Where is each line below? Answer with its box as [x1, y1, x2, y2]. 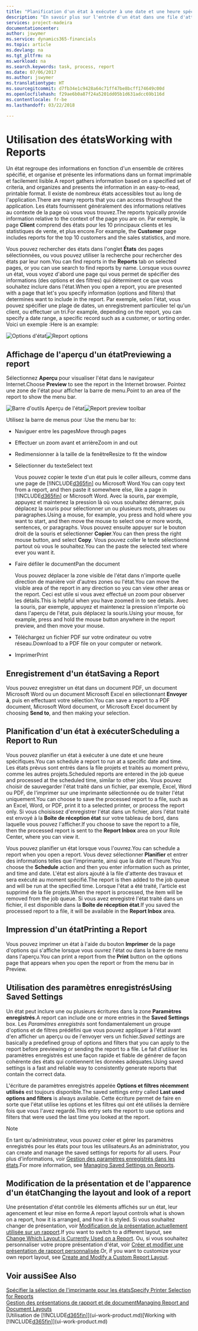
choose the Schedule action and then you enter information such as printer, [6, 863, 190, 870]
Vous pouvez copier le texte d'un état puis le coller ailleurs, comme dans [14, 474, 192, 481]
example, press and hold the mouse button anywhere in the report [14, 616, 176, 623]
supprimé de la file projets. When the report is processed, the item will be [6, 889, 183, 896]
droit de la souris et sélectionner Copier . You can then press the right [14, 530, 181, 537]
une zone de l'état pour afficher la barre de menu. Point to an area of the [6, 387, 181, 394]
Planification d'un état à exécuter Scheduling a [6, 726, 180, 736]
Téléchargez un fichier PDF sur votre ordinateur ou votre [14, 634, 152, 641]
